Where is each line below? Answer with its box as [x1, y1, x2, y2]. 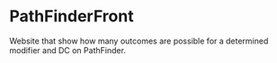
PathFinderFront [9, 6, 134, 27]
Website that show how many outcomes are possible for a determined [9, 35, 269, 46]
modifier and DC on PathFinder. [9, 44, 126, 55]
